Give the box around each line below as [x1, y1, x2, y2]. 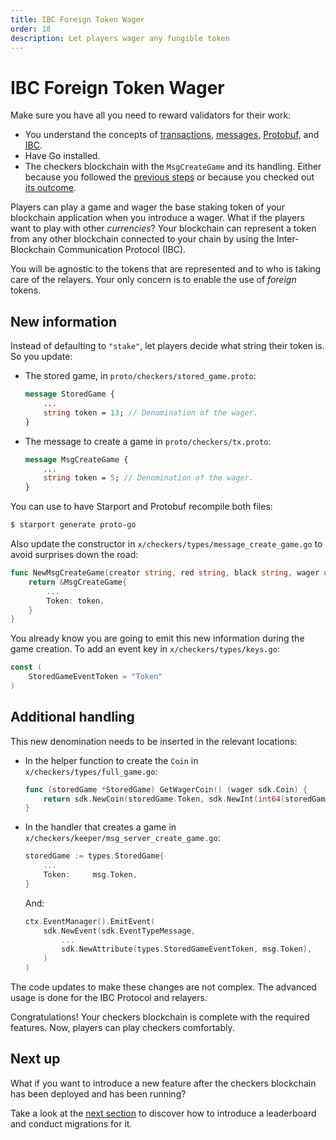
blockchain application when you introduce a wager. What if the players [10, 212, 305, 224]
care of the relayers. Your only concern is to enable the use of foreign [10, 274, 297, 286]
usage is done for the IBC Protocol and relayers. [10, 992, 208, 1004]
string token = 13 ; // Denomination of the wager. [43, 407, 259, 418]
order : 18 [10, 24, 52, 34]
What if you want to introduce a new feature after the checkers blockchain [10, 1077, 317, 1089]
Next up [10, 1051, 61, 1068]
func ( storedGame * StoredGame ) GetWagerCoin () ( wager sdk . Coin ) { [24, 784, 308, 795]
